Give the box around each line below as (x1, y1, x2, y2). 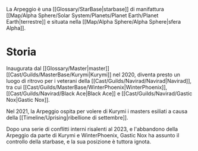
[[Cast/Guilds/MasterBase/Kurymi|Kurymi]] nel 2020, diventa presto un (6, 71, 180, 78)
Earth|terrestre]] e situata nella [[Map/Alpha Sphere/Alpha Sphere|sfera (6, 18, 181, 25)
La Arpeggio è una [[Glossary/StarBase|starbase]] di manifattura (6, 6, 165, 12)
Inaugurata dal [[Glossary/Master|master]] (6, 65, 110, 72)
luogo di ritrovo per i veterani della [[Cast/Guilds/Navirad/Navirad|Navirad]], (6, 77, 192, 84)
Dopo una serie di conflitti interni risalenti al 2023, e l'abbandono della (6, 125, 178, 133)
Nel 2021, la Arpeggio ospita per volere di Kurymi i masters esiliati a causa (6, 107, 188, 115)
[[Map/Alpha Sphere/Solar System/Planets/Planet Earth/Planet (6, 12, 159, 19)
